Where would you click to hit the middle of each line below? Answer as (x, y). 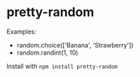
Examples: (21, 31)
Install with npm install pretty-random (62, 66)
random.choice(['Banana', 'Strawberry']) (75, 45)
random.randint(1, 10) (47, 52)
